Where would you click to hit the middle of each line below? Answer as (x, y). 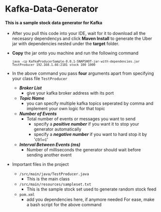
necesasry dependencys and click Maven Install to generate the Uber (82, 39)
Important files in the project (40, 164)
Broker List (31, 88)
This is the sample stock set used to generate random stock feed (91, 189)
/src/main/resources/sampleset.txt (55, 185)
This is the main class (48, 179)
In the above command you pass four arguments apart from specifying (83, 73)
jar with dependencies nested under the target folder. (66, 44)
